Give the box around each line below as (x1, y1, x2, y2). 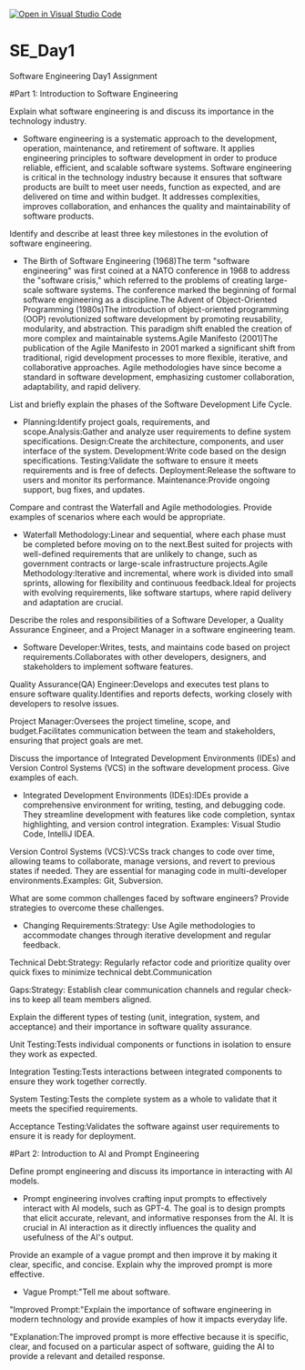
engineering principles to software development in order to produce (22, 152, 278, 163)
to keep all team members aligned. (22, 993, 152, 1005)
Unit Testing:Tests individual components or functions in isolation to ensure (9, 1039, 291, 1050)
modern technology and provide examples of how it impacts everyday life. (9, 1314, 288, 1324)
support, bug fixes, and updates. (22, 483, 146, 495)
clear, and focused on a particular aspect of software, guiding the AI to (9, 1341, 275, 1352)
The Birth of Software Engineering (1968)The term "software (22, 255, 250, 266)
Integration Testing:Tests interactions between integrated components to (9, 1066, 282, 1077)
